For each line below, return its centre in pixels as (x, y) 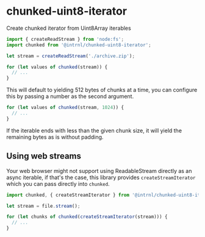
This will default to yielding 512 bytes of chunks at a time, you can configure (102, 90)
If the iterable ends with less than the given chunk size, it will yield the (94, 130)
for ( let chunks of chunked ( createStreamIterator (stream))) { (87, 217)
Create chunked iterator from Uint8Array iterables (69, 28)
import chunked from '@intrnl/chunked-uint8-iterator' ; (79, 45)
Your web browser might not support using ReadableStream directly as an (99, 171)
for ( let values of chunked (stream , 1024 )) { (65, 108)
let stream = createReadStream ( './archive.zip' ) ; (71, 56)
